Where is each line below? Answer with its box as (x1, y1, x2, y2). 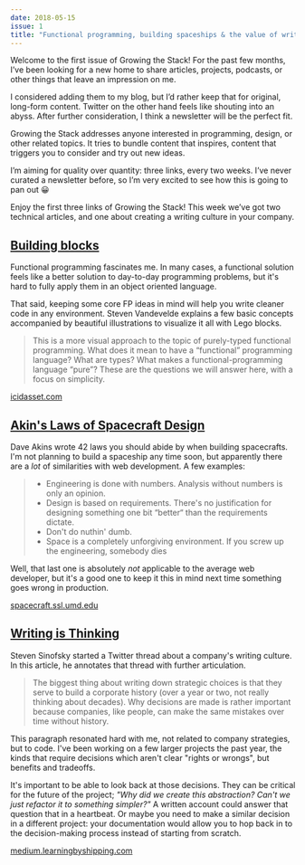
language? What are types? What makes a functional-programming (32, 355, 283, 366)
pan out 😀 (10, 185, 50, 195)
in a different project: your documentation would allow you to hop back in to (10, 818, 293, 829)
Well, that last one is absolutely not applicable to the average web (10, 563, 255, 574)
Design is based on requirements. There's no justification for (45, 498, 272, 508)
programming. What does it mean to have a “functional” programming (32, 345, 293, 356)
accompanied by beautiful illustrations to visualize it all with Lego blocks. (10, 318, 282, 328)
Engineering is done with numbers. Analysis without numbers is (45, 479, 283, 489)
